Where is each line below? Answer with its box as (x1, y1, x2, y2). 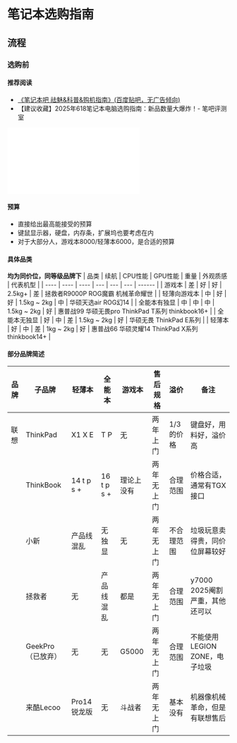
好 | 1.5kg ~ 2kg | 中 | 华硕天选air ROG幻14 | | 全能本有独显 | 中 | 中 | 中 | (7, 298, 215, 307)
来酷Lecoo (25, 703, 61, 713)
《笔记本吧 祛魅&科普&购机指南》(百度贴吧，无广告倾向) (17, 95, 181, 104)
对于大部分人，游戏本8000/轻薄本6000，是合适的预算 (17, 237, 175, 245)
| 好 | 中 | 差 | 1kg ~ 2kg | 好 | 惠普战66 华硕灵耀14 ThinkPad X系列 (7, 325, 199, 333)
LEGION (190, 641, 217, 651)
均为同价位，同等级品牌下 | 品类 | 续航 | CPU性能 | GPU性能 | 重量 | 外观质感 (7, 272, 228, 281)
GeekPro (25, 641, 55, 651)
